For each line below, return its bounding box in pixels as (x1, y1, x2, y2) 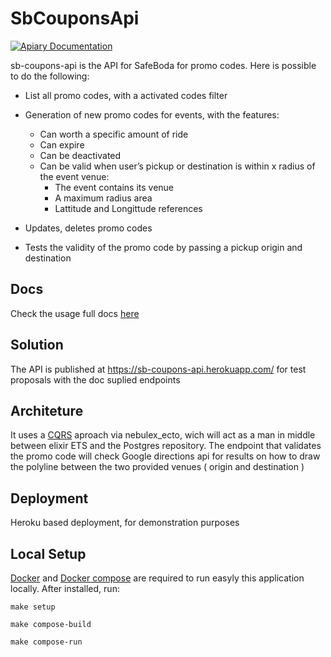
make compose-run (10, 637, 83, 647)
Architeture (10, 402, 84, 419)
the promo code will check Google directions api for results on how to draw (10, 450, 321, 462)
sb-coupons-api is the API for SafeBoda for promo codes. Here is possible (10, 59, 317, 71)
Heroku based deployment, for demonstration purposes (10, 517, 240, 529)
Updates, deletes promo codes (24, 222, 153, 234)
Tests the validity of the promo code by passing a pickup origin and (24, 241, 303, 253)
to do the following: (10, 70, 90, 82)
